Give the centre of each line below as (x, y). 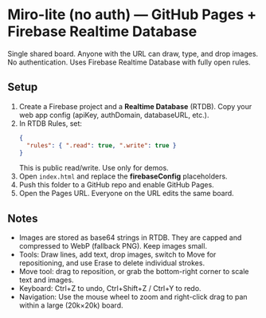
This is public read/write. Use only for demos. (94, 168)
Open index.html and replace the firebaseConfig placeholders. (123, 176)
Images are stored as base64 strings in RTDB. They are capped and (130, 238)
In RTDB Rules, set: (51, 123)
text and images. (46, 280)
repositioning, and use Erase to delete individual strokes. (111, 263)
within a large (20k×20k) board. (71, 305)
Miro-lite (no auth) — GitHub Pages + (132, 15)
